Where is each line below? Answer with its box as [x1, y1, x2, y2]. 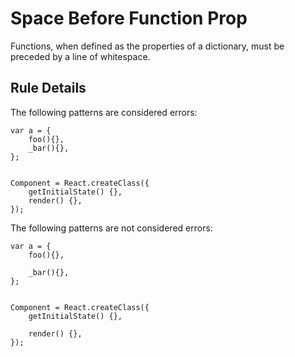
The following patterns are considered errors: [10, 106, 198, 118]
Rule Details [10, 80, 87, 97]
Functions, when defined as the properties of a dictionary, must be [10, 40, 285, 52]
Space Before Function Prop [10, 7, 248, 30]
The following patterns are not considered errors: [10, 222, 213, 234]
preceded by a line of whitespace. [10, 50, 151, 62]
